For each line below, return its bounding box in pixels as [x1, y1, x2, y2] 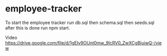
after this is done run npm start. [5, 24, 70, 30]
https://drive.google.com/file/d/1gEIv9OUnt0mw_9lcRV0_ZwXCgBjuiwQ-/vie [5, 39, 162, 45]
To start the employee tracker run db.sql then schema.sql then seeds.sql [5, 19, 154, 25]
